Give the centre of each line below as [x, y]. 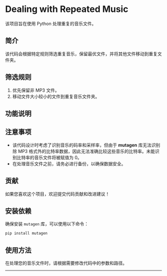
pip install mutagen [27, 233]
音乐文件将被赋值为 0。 [58, 157]
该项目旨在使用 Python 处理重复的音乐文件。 [51, 23]
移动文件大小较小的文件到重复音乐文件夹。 [56, 96]
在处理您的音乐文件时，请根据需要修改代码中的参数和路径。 [66, 263]
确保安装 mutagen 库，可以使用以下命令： [47, 224]
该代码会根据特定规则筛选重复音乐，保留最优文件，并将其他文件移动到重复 [81, 54]
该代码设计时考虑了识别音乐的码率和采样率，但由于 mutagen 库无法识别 [86, 145]
